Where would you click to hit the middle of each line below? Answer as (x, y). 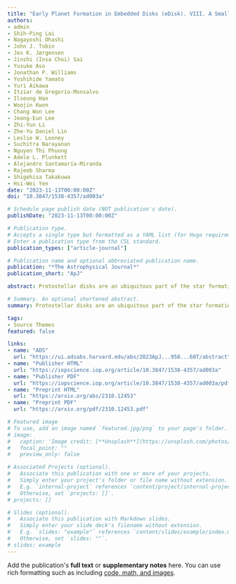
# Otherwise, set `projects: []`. (61, 493)
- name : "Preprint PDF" (42, 403)
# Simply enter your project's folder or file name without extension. (118, 480)
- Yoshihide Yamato (36, 79)
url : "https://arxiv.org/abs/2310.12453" (75, 396)
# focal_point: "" (38, 448)
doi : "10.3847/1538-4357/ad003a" (56, 197)
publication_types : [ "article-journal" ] (67, 248)
